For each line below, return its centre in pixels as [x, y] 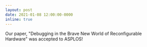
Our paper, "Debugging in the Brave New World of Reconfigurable [73, 34]
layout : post [19, 10]
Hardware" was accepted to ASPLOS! [44, 39]
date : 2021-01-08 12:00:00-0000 [39, 15]
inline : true [19, 19]
